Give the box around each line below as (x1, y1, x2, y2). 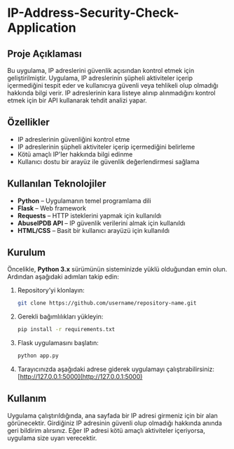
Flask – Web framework (17, 203, 86, 212)
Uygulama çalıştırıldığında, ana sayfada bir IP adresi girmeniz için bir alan (7, 411, 219, 420)
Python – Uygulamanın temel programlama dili (17, 196, 152, 205)
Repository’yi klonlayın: (17, 286, 85, 295)
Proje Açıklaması (7, 48, 82, 60)
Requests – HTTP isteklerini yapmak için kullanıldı (17, 211, 162, 220)
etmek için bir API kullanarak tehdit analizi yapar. (7, 96, 147, 105)
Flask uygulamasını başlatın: (17, 339, 99, 347)
